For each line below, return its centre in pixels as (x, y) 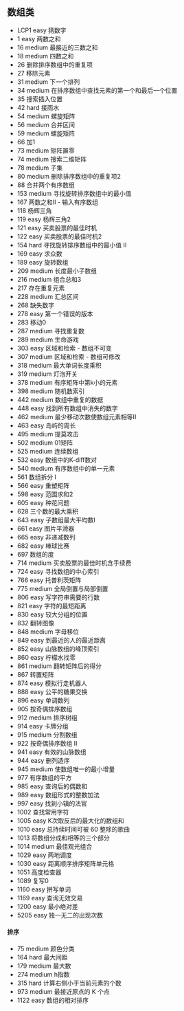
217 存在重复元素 (41, 288)
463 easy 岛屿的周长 (46, 425)
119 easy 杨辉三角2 (44, 219)
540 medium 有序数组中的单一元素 (66, 468)
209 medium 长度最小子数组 (57, 271)
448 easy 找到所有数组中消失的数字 (67, 408)
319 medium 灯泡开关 (47, 374)
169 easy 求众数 (40, 254)
